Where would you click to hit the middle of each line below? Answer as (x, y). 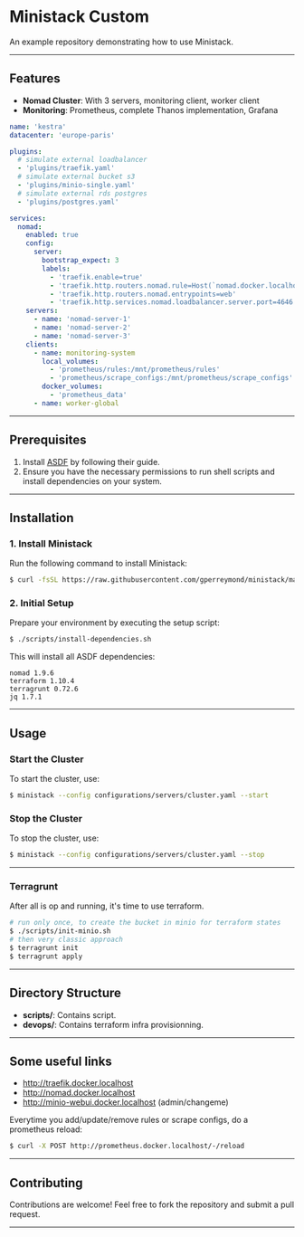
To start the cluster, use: (55, 778)
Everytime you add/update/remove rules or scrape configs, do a (129, 1120)
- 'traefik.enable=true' (96, 277)
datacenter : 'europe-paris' (62, 135)
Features (35, 79)
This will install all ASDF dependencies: (82, 657)
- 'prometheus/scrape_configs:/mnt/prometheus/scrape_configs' (171, 378)
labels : (56, 269)
